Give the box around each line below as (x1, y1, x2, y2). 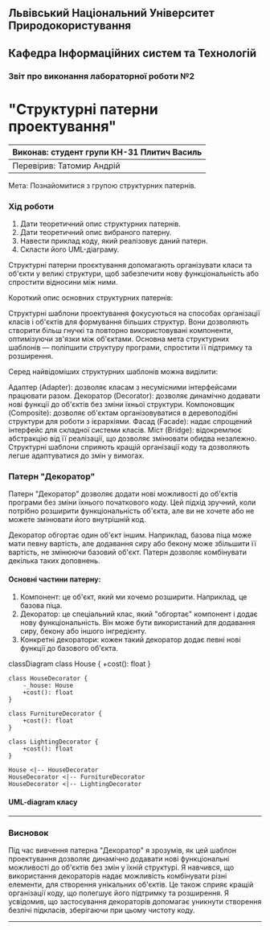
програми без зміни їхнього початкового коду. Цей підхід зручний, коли (8, 498, 256, 508)
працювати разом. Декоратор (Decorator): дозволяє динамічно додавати (8, 390, 261, 401)
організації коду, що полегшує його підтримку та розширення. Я (8, 888, 229, 898)
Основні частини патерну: (8, 574, 101, 584)
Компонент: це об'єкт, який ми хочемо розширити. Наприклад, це (19, 592, 247, 602)
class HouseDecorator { (8, 675, 88, 683)
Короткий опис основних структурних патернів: (8, 293, 174, 302)
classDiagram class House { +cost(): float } (8, 659, 151, 669)
